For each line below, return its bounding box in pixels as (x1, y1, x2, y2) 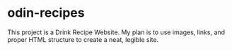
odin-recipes (7, 5, 85, 21)
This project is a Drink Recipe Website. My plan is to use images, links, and (7, 28, 225, 36)
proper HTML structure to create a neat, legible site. (7, 35, 159, 43)
